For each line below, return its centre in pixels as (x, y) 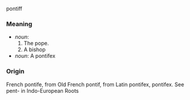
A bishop (34, 49)
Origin (15, 71)
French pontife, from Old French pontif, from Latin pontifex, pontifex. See (95, 84)
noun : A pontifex (35, 56)
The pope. (36, 43)
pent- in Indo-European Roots (42, 90)
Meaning (19, 24)
